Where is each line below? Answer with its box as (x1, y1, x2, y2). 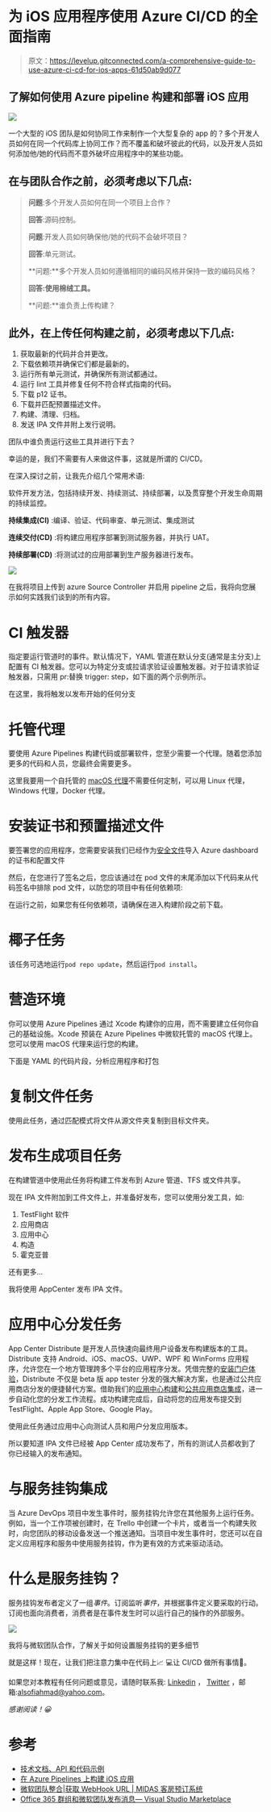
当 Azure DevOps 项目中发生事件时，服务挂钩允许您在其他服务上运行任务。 (8, 1508, 259, 1517)
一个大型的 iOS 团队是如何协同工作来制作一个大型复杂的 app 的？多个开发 (8, 128, 252, 138)
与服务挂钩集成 (8, 1480, 108, 1498)
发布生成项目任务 (8, 1147, 123, 1165)
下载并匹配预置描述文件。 (19, 400, 106, 409)
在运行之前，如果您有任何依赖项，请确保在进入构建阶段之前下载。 (8, 900, 227, 910)
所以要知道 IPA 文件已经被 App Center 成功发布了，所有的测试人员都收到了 (8, 1438, 256, 1448)
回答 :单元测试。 (27, 249, 81, 258)
